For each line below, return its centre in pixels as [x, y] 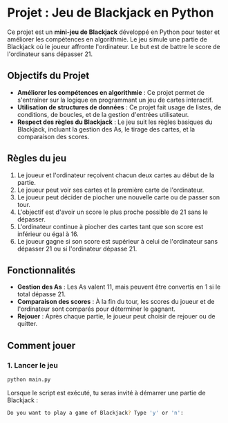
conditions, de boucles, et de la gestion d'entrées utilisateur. [103, 114]
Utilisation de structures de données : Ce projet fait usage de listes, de [119, 107]
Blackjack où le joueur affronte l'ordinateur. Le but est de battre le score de [114, 46]
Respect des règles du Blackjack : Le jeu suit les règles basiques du [115, 122]
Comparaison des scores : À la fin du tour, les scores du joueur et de [116, 302]
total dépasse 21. [41, 294]
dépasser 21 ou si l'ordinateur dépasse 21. [77, 249]
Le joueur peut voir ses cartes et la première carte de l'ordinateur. [111, 190]
